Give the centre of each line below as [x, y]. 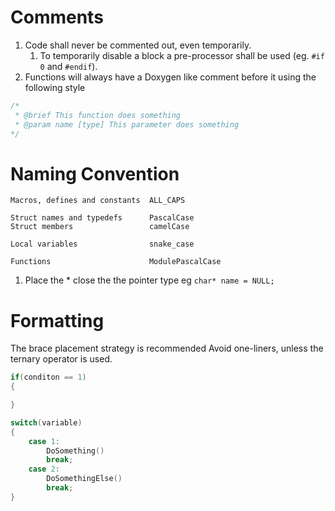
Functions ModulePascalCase [116, 262]
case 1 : [44, 441]
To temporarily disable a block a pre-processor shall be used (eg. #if [182, 55]
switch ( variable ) [46, 422]
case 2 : [44, 469]
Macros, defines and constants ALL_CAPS [98, 201]
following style [55, 87]
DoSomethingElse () [84, 479]
